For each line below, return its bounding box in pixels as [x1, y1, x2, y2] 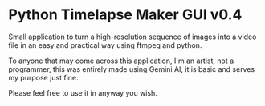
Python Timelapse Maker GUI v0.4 [8, 6, 243, 24]
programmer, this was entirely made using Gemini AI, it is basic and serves [8, 64, 255, 73]
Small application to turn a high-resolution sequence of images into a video [8, 32, 257, 41]
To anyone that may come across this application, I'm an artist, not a [8, 56, 234, 65]
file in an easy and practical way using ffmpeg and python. [8, 40, 202, 49]
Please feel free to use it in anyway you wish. [8, 88, 158, 97]
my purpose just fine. [8, 73, 79, 82]
